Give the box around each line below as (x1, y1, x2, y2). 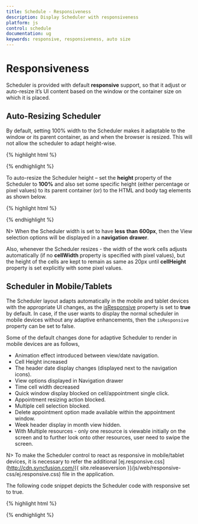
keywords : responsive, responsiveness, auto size (6, 36, 131, 42)
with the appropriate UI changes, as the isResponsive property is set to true (6, 303, 191, 310)
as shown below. (6, 193, 47, 200)
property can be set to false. (6, 322, 76, 329)
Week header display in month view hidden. (14, 421, 122, 428)
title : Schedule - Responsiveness (6, 8, 92, 15)
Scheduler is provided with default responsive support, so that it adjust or (6, 81, 187, 88)
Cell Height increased (14, 358, 68, 365)
